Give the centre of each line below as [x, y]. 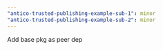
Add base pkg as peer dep [45, 39]
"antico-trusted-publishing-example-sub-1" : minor [81, 13]
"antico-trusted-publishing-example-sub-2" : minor [81, 20]
